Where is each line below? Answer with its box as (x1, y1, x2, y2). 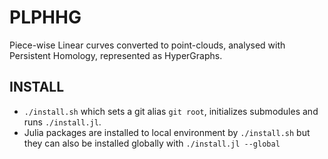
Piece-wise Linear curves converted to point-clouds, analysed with (9, 39, 286, 51)
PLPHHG (9, 6, 82, 29)
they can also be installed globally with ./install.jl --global (23, 137, 281, 149)
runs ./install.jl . (23, 116, 102, 128)
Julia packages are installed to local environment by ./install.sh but (23, 126, 311, 138)
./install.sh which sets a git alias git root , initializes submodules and (23, 105, 319, 117)
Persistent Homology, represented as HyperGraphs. (9, 49, 223, 61)
